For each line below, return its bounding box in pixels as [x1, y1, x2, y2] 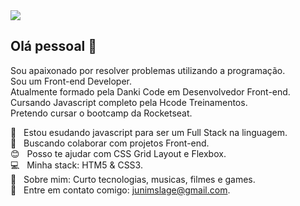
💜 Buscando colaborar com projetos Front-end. [10, 137, 210, 149]
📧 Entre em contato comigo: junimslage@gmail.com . [10, 184, 231, 196]
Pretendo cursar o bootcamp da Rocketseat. [10, 107, 193, 119]
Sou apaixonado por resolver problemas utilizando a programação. [10, 64, 286, 76]
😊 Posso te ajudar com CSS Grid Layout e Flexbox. [10, 147, 227, 159]
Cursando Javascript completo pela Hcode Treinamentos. [10, 96, 248, 108]
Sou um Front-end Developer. [10, 75, 133, 87]
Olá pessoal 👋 [10, 38, 98, 55]
